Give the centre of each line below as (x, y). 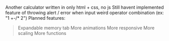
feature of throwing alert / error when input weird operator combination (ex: (85, 13)
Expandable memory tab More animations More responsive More (86, 28)
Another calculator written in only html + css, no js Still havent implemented (85, 7)
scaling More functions (42, 33)
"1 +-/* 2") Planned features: (35, 18)
